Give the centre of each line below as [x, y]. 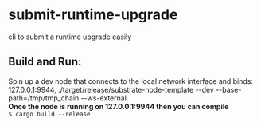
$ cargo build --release [49, 114]
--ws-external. [105, 98]
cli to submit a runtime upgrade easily [70, 37]
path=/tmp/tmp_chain [44, 98]
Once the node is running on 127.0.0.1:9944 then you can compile [119, 106]
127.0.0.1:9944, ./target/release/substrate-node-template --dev [111, 89]
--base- [229, 89]
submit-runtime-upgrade [93, 15]
